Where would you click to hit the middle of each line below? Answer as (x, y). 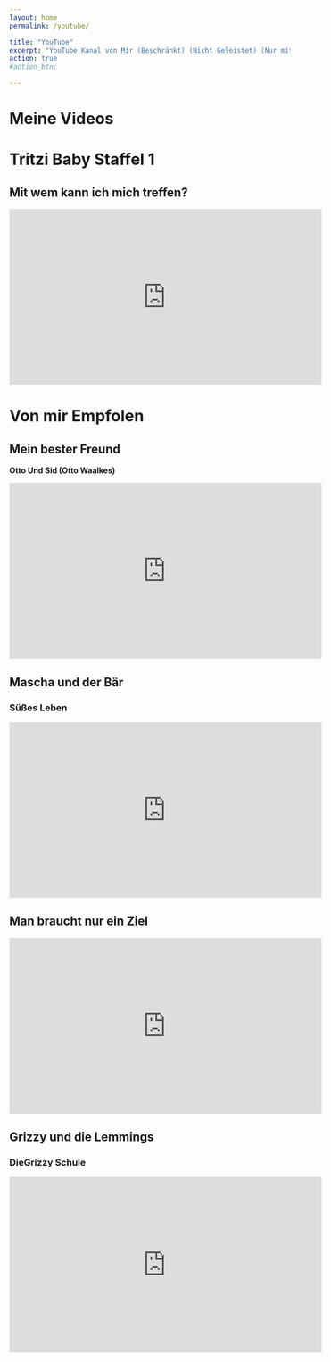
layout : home (33, 17)
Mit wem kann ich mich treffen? (99, 192)
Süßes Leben (38, 708)
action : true (33, 59)
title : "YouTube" (41, 42)
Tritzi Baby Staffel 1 (82, 159)
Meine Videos (62, 119)
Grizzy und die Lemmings (82, 1138)
